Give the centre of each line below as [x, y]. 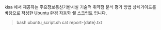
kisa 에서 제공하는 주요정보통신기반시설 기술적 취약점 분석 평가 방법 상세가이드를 [80, 7]
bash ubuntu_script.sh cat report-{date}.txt [59, 22]
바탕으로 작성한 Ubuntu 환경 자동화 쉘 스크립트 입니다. [56, 13]
